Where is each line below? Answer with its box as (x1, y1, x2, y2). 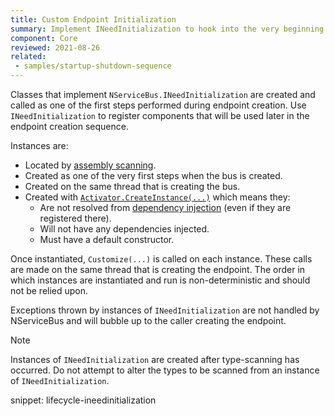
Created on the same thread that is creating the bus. (24, 181, 241, 192)
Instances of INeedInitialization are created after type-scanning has (10, 354, 300, 365)
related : (10, 52, 47, 62)
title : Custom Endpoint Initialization (10, 14, 177, 25)
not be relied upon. (10, 285, 89, 296)
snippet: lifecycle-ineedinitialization (10, 394, 157, 406)
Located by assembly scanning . (24, 159, 157, 171)
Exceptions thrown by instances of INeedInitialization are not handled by (10, 304, 320, 316)
